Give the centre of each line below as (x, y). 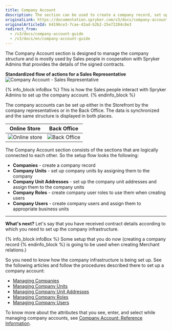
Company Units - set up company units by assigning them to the (81, 170)
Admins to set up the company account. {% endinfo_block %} (70, 95)
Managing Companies (36, 281)
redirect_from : (21, 29)
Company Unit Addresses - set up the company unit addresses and (85, 181)
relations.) (16, 250)
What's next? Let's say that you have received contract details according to (85, 223)
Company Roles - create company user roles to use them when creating (89, 192)
